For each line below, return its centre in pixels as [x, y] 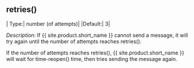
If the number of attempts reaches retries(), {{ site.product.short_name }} [95, 53]
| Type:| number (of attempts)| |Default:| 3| [58, 23]
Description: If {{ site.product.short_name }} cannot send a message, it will [97, 35]
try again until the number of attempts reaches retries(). [74, 41]
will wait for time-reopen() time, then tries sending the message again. [92, 59]
